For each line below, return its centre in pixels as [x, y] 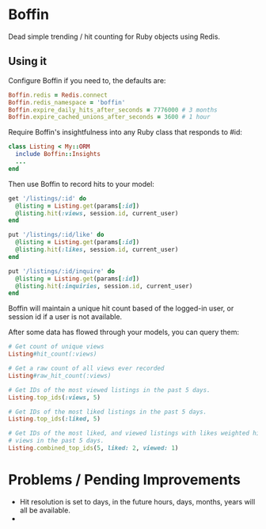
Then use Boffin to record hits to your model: [81, 184]
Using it [28, 61]
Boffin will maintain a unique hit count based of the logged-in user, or [121, 308]
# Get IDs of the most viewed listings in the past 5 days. [110, 390]
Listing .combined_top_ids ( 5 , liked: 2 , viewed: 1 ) [93, 448]
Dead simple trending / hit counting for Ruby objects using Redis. [114, 36]
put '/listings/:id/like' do [56, 235]
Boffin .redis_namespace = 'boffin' [67, 102]
